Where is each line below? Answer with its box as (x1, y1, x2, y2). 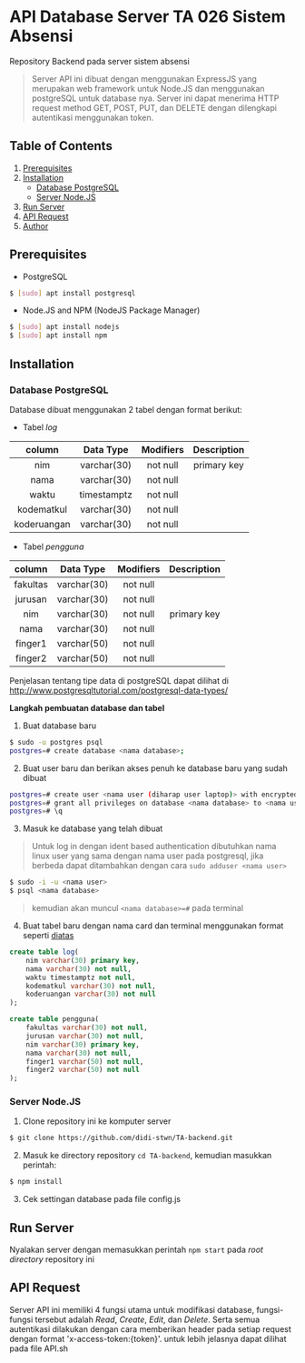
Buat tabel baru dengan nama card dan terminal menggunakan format (22, 920, 284, 931)
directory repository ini (9, 1253, 95, 1265)
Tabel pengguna (22, 541, 84, 552)
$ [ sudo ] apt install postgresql (9, 288, 136, 297)
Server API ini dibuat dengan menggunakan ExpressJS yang (31, 73, 257, 84)
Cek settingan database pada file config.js (22, 1194, 182, 1205)
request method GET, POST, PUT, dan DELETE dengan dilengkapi (31, 102, 277, 113)
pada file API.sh (9, 1343, 69, 1354)
